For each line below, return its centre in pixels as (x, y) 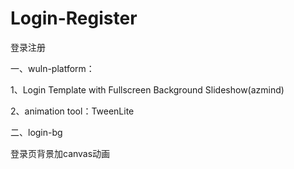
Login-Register (74, 18)
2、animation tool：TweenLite (72, 111)
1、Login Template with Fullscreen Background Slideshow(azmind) (147, 89)
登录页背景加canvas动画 (60, 153)
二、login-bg (36, 132)
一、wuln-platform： (52, 68)
